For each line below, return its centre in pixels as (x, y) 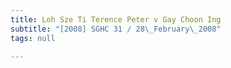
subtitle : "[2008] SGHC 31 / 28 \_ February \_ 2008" (116, 29)
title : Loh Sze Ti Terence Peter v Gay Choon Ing (116, 19)
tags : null (33, 38)
